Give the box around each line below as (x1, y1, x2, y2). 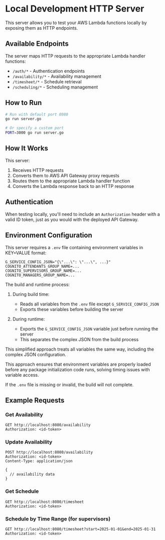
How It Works (5, 144, 49, 153)
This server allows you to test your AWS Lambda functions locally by (5, 20, 147, 26)
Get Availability (5, 411, 44, 418)
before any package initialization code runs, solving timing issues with (5, 366, 150, 372)
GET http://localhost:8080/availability (5, 422, 91, 427)
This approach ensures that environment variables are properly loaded (5, 361, 151, 367)
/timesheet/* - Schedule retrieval (12, 78, 82, 84)
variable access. (5, 372, 39, 378)
